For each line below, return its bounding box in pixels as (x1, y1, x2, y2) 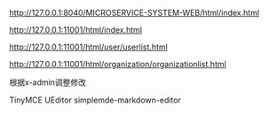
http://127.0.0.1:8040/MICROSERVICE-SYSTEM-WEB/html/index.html (9, 8, 260, 18)
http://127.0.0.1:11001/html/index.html (9, 25, 143, 34)
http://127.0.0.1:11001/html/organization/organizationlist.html (9, 59, 226, 69)
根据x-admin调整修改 (9, 77, 87, 87)
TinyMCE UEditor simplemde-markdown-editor (9, 95, 182, 105)
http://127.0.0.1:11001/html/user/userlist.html (9, 42, 169, 52)
